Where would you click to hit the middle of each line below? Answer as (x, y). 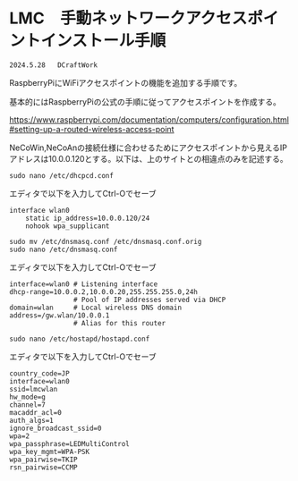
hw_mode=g (28, 397)
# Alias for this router (119, 323)
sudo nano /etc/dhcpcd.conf (62, 175)
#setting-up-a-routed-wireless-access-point (92, 129)
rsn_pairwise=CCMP (43, 467)
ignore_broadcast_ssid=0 (55, 428)
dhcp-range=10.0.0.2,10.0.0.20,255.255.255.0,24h (104, 291)
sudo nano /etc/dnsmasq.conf (64, 249)
